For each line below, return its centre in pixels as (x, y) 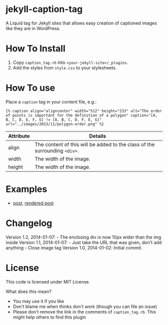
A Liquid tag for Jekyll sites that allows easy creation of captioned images (82, 23)
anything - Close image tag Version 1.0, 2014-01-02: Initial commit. (74, 247)
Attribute (19, 136)
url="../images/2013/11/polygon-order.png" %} (55, 124)
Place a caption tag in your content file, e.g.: (51, 101)
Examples (26, 189)
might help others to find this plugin (49, 317)
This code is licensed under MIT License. (48, 281)
